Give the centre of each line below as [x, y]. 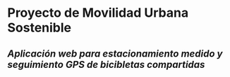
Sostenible [40, 28]
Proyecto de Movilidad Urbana [98, 13]
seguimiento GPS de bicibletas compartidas [106, 64]
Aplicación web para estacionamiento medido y [115, 54]
